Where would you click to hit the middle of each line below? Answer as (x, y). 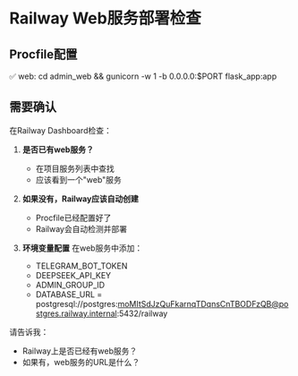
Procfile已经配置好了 (73, 218)
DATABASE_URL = (69, 294)
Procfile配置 (43, 54)
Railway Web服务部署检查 (105, 18)
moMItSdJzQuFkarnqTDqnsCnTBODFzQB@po (203, 303)
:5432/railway (142, 313)
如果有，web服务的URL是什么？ (81, 362)
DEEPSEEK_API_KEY (73, 275)
